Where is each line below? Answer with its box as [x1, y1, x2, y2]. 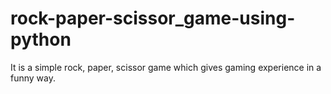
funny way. [10, 72, 57, 84]
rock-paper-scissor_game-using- [10, 7, 296, 30]
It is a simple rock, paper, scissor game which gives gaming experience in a [10, 61, 322, 73]
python [10, 28, 72, 51]
